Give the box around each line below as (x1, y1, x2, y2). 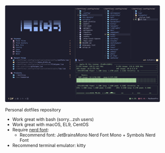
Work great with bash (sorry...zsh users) (12, 116, 94, 122)
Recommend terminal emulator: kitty (12, 142, 86, 148)
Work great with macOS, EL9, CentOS (12, 121, 89, 127)
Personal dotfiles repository (5, 106, 61, 113)
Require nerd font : (12, 127, 49, 132)
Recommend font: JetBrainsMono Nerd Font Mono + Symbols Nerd (19, 132, 156, 138)
